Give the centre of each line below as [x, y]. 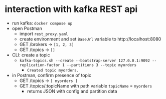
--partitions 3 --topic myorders [101, 65]
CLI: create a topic [31, 55]
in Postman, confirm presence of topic [51, 75]
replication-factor [40, 65]
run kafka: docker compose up [42, 23]
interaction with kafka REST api [71, 9]
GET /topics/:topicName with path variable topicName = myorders [86, 85]
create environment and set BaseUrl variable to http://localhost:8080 [90, 39]
